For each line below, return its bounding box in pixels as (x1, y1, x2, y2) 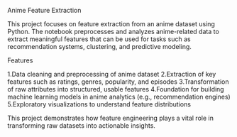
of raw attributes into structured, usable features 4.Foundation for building (7, 85, 225, 93)
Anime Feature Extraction (7, 6, 82, 14)
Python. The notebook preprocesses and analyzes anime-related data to (7, 28, 220, 35)
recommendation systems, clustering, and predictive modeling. (7, 43, 192, 50)
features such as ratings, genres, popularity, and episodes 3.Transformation (7, 77, 229, 86)
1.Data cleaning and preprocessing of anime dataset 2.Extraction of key (7, 70, 216, 78)
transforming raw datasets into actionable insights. (7, 121, 156, 130)
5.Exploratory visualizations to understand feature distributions (7, 100, 192, 109)
